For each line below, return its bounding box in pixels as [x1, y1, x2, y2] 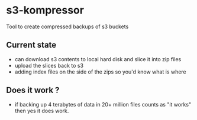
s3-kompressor [6, 4, 85, 17]
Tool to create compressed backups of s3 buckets [6, 23, 129, 30]
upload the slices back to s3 [14, 62, 84, 69]
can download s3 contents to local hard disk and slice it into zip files [14, 55, 182, 62]
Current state [6, 40, 57, 50]
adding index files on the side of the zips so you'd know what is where [14, 68, 186, 75]
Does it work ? [6, 85, 60, 95]
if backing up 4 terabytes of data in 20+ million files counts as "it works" [14, 101, 192, 108]
